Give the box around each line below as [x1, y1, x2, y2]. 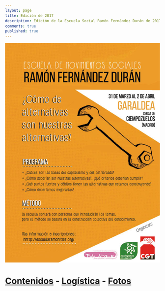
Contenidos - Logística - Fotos [5, 275, 132, 287]
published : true [5, 29, 38, 34]
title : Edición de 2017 [5, 13, 54, 18]
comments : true [5, 24, 36, 29]
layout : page [5, 8, 32, 13]
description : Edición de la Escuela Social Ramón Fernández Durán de [5, 18, 151, 23]
